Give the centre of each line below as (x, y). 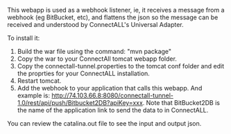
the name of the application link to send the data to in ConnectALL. (113, 110)
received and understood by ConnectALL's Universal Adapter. (95, 25)
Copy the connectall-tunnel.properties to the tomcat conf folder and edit (120, 66)
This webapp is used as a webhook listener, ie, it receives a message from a (116, 10)
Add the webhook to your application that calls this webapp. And (110, 88)
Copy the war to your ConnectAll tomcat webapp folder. (97, 59)
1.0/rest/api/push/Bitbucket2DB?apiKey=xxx (80, 103)
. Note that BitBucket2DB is (181, 103)
